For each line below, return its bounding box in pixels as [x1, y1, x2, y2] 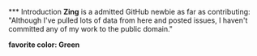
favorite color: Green [8, 40, 80, 50]
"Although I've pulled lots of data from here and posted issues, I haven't [8, 15, 248, 25]
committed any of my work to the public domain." [8, 24, 173, 33]
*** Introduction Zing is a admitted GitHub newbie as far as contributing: [8, 7, 251, 16]
